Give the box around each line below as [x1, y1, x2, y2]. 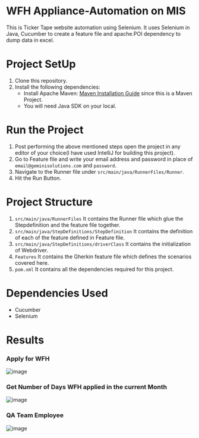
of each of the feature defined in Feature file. [14, 234, 125, 241]
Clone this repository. [14, 77, 68, 84]
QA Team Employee [6, 411, 64, 420]
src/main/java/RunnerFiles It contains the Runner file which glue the [14, 215, 184, 222]
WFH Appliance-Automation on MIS [6, 4, 186, 18]
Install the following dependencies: [14, 83, 100, 90]
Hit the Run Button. [14, 174, 61, 182]
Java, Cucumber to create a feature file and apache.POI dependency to [6, 30, 181, 37]
